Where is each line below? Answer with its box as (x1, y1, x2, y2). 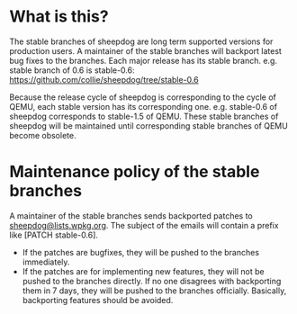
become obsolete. (9, 130, 76, 140)
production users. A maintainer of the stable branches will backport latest (9, 45, 282, 56)
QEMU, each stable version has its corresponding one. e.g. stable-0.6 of (9, 101, 277, 112)
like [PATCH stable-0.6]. (9, 229, 99, 240)
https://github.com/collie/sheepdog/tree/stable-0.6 (9, 74, 200, 85)
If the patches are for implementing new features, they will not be (22, 265, 265, 276)
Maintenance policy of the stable (9, 162, 260, 182)
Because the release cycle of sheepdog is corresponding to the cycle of (9, 92, 276, 103)
